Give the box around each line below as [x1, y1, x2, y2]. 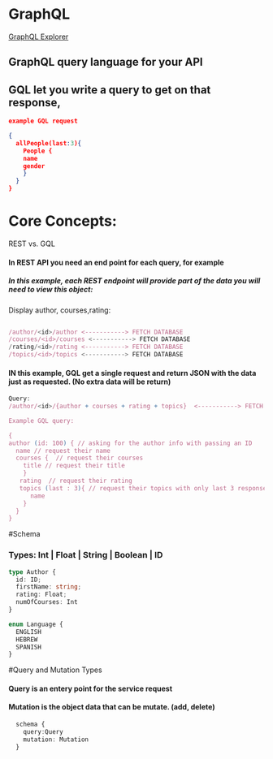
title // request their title [23, 462, 126, 470]
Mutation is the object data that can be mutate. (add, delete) [8, 702, 215, 712]
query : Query [23, 727, 63, 735]
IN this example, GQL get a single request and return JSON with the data [8, 368, 257, 377]
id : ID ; [15, 576, 42, 584]
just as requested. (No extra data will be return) [8, 377, 171, 386]
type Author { [8, 567, 57, 576]
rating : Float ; [15, 590, 67, 599]
